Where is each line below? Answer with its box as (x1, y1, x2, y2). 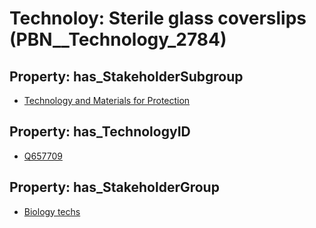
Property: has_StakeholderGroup (9, 179, 220, 196)
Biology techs (23, 205, 81, 217)
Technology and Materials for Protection (23, 95, 191, 106)
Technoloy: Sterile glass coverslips (9, 7, 307, 30)
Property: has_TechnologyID (9, 123, 191, 141)
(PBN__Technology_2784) (9, 28, 227, 51)
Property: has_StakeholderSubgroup (9, 68, 244, 85)
